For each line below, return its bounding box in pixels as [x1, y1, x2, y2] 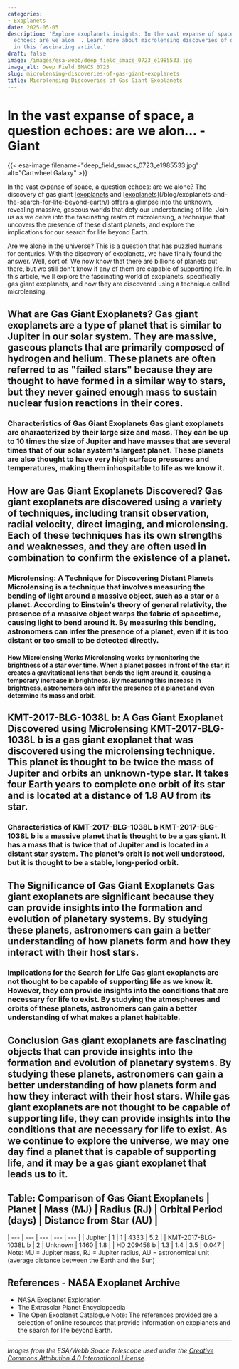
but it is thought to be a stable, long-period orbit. [7, 857, 179, 867]
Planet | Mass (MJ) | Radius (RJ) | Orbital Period [7, 1203, 223, 1215]
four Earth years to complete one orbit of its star [7, 778, 225, 790]
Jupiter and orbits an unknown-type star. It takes [7, 767, 229, 779]
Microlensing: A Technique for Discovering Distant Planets [7, 573, 215, 583]
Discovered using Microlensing [7, 723, 149, 735]
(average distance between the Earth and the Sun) [7, 1256, 155, 1265]
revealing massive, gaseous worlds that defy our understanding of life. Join [7, 205, 229, 214]
